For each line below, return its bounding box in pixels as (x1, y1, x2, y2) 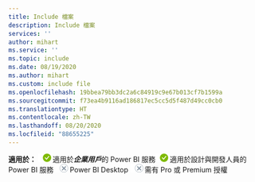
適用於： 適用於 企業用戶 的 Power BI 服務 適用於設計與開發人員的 (8, 154, 247, 164)
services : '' (8, 29, 52, 37)
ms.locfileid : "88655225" (8, 130, 94, 138)
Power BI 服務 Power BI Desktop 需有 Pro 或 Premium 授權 (8, 165, 228, 174)
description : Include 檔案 (8, 21, 96, 29)
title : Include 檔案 (8, 13, 74, 21)
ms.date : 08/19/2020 (8, 64, 77, 72)
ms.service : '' (8, 46, 59, 55)
